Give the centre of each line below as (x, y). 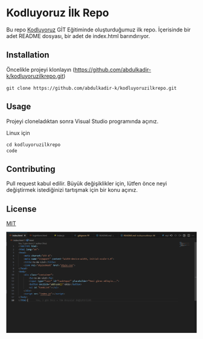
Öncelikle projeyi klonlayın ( (40, 69)
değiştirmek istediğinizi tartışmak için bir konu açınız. (72, 190)
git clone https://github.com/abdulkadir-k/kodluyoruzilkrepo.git (92, 88)
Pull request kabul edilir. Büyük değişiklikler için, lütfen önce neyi (87, 183)
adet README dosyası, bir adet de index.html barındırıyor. (78, 36)
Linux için (18, 133)
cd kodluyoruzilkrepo (34, 145)
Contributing (31, 169)
